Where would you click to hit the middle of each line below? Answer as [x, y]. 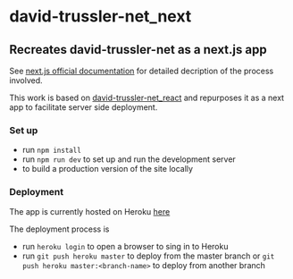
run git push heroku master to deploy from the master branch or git [148, 256]
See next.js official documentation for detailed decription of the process [142, 71]
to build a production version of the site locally [108, 169]
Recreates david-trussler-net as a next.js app [138, 50]
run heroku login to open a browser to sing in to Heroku [125, 246]
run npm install [52, 150]
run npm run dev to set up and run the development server [129, 159]
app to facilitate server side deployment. [84, 107]
